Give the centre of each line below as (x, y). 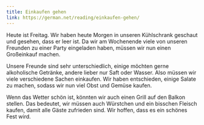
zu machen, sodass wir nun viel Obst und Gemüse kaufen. (79, 85)
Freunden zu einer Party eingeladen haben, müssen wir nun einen (89, 48)
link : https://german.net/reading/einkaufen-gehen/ (73, 18)
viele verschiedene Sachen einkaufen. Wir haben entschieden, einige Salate (101, 79)
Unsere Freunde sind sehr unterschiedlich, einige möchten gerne (87, 66)
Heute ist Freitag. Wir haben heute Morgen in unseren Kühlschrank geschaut (102, 35)
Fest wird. (19, 117)
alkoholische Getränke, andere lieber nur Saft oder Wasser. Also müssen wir (101, 72)
